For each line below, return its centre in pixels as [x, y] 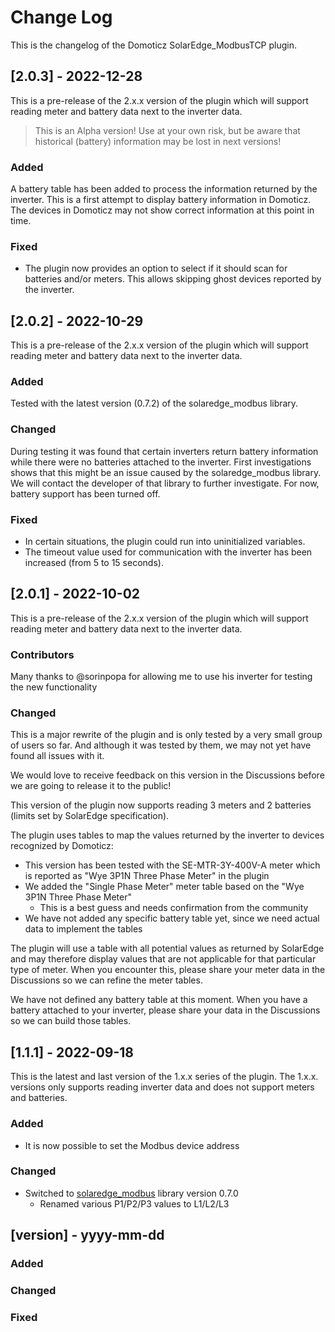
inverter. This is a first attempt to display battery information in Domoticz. [161, 200]
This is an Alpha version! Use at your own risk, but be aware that [167, 130]
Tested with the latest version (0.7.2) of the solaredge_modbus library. [154, 403]
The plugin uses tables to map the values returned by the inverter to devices [167, 835]
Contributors [42, 654]
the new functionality [54, 687]
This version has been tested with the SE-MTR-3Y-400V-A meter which [172, 865]
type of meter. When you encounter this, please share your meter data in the [168, 970]
